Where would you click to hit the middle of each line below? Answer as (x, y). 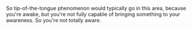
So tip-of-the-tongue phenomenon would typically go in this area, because (96, 8)
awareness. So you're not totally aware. (54, 20)
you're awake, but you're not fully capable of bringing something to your (93, 14)
